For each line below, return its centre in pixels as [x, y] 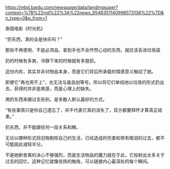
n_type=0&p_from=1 [26, 18]
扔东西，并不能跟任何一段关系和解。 [43, 127]
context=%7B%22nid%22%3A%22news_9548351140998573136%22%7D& [85, 13]
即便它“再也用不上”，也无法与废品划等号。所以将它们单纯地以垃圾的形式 [80, 82]
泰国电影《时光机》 [25, 28]
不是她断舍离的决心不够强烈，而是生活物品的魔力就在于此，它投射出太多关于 [85, 155]
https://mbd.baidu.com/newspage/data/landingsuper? [62, 7]
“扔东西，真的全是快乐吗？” [34, 39]
